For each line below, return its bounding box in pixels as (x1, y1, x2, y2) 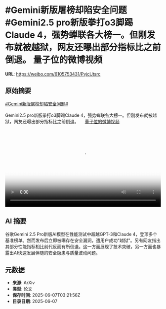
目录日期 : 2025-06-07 (12, 299, 58, 305)
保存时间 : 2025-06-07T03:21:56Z (12, 292, 81, 298)
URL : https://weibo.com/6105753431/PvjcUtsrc (5, 71, 101, 77)
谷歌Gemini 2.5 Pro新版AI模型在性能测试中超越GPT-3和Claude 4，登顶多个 (5, 231, 158, 237)
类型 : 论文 (12, 286, 33, 292)
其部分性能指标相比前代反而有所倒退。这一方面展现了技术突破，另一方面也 (5, 243, 157, 249)
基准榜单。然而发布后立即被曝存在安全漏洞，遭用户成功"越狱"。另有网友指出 (5, 237, 161, 243)
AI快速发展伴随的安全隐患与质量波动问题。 (13, 249, 100, 256)
